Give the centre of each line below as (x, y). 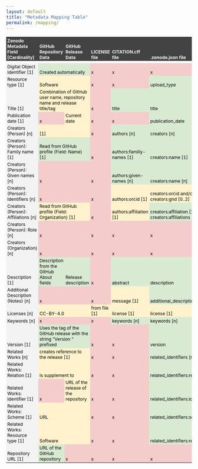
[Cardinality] (21, 58)
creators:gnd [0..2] (170, 199)
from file (100, 308)
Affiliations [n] (22, 218)
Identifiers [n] (22, 199)
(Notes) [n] (19, 301)
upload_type (163, 85)
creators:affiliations (170, 218)
